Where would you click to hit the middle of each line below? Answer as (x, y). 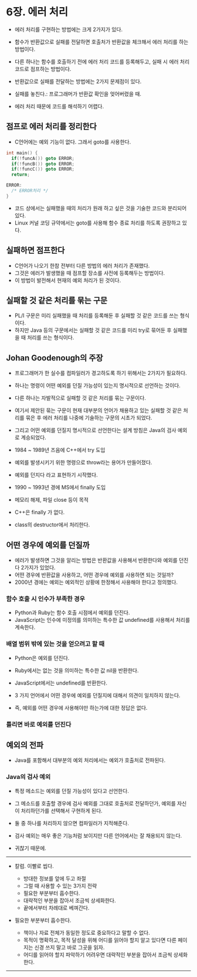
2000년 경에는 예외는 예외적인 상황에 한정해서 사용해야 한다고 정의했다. (96, 582)
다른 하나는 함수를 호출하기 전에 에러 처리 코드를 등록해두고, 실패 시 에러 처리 (102, 62)
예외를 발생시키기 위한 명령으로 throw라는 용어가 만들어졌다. (83, 462)
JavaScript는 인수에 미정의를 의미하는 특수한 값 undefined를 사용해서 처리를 (102, 620)
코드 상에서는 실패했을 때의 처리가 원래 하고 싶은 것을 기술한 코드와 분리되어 (101, 208)
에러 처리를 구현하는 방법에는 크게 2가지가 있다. (69, 29)
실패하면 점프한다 (35, 251)
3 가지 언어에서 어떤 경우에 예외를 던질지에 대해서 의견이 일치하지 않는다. (97, 695)
